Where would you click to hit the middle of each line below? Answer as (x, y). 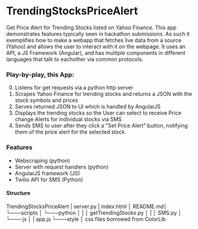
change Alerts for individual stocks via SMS (68, 119)
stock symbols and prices (47, 100)
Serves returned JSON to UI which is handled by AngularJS (88, 107)
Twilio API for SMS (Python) (49, 180)
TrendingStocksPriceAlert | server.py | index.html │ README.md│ (87, 206)
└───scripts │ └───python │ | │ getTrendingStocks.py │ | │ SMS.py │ (94, 212)
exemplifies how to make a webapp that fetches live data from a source (94, 40)
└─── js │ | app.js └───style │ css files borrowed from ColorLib (86, 219)
